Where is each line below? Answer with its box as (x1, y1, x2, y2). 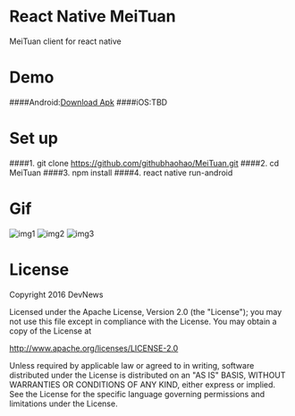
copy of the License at (9, 325, 92, 336)
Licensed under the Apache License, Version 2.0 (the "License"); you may (9, 306, 282, 317)
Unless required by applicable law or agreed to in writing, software (9, 360, 255, 370)
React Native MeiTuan (9, 6, 176, 27)
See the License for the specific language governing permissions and (9, 388, 265, 399)
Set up (9, 128, 58, 149)
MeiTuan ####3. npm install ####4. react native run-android (9, 167, 233, 178)
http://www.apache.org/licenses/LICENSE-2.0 (9, 343, 179, 353)
